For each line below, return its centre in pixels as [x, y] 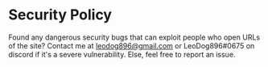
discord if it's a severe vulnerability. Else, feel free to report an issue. [122, 54]
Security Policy [60, 15]
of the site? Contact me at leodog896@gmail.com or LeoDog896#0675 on [132, 45]
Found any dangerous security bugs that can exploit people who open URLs [134, 37]
